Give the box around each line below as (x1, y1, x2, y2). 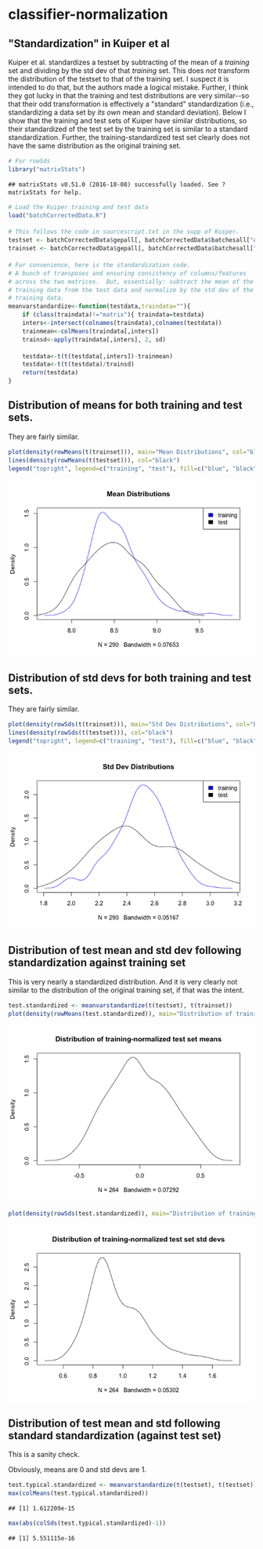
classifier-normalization (8, 5, 168, 24)
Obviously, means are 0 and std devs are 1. (8, 1465, 147, 1474)
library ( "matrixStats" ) (8, 165, 86, 174)
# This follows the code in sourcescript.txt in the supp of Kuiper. (8, 228, 240, 236)
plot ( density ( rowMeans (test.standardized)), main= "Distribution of (8, 1010, 233, 1017)
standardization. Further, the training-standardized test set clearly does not (8, 133, 250, 142)
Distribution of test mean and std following (8, 1416, 221, 1430)
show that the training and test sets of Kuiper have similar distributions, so (8, 116, 247, 125)
